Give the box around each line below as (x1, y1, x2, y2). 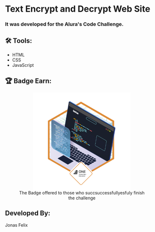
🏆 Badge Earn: (5, 77, 52, 85)
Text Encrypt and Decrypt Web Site (5, 3, 151, 15)
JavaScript (12, 62, 34, 68)
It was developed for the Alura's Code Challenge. (5, 21, 124, 28)
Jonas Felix (5, 222, 28, 228)
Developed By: (5, 209, 51, 217)
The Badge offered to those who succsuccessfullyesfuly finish (19, 190, 145, 195)
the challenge (68, 195, 96, 201)
